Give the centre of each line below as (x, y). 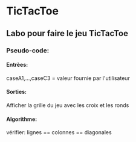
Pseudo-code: (28, 51)
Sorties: (17, 92)
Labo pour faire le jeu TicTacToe (67, 33)
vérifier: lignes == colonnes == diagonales (59, 132)
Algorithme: (22, 119)
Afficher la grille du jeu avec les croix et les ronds (68, 105)
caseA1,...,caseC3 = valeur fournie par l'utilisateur (68, 78)
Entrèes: (17, 65)
